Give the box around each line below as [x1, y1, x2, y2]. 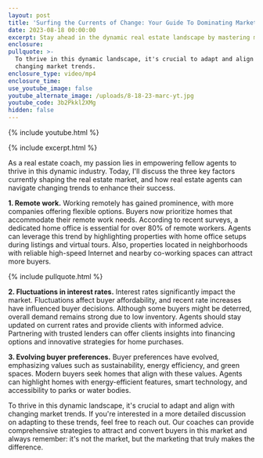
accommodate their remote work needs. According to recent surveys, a [8, 215, 239, 224]
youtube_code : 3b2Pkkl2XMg [8, 99, 96, 107]
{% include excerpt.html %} [8, 143, 98, 152]
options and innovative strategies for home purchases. [8, 337, 184, 346]
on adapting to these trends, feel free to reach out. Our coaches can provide [8, 417, 254, 427]
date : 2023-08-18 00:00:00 [8, 26, 96, 34]
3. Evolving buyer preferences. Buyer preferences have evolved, [8, 352, 219, 362]
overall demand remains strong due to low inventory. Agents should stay [8, 312, 241, 322]
